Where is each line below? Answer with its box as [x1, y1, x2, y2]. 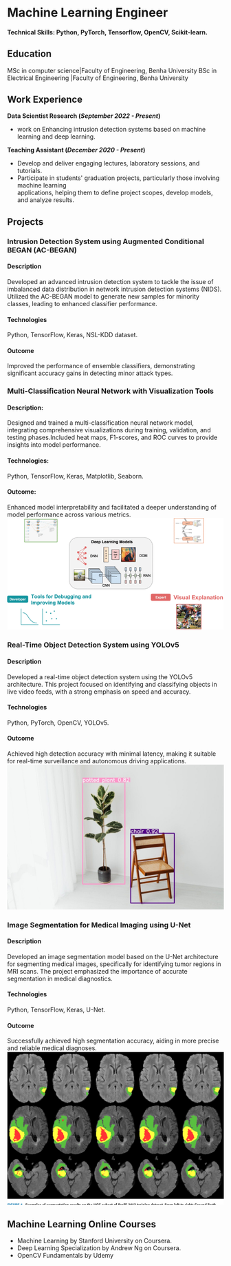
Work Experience [7, 93, 83, 105]
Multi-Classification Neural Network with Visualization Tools [7, 386, 214, 396]
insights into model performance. [7, 441, 101, 449]
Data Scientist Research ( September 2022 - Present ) [7, 112, 161, 120]
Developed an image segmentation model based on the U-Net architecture [7, 952, 219, 961]
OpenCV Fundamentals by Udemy [16, 1252, 114, 1260]
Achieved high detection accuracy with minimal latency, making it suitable [7, 750, 217, 758]
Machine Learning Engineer [7, 5, 168, 21]
